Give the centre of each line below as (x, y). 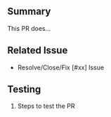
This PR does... (29, 28)
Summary (29, 12)
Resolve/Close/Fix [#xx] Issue (60, 67)
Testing (24, 89)
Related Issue (38, 51)
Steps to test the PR (46, 106)
